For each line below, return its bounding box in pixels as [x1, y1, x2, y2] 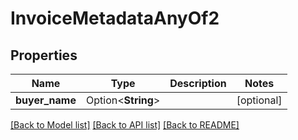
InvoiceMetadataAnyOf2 [10, 7, 220, 30]
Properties [10, 47, 78, 64]
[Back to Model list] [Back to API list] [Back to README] [10, 119, 240, 131]
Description [169, 77, 227, 90]
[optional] [236, 93, 283, 107]
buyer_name [15, 93, 77, 107]
